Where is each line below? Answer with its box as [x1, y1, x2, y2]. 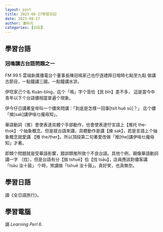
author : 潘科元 [5, 20, 34, 26]
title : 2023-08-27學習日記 [5, 12, 57, 17]
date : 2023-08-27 [5, 16, 40, 21]
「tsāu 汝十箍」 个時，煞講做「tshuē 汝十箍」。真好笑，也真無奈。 [5, 162, 137, 168]
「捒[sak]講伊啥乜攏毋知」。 [5, 111, 60, 117]
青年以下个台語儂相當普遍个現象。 [5, 95, 73, 100]
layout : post [5, 7, 32, 12]
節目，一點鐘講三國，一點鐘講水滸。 [9, 78, 82, 84]
